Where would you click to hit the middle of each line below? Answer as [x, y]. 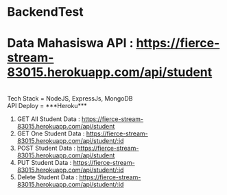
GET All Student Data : [48, 119]
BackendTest [45, 12]
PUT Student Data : [44, 163]
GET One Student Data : [51, 133]
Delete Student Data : [47, 177]
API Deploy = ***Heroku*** [47, 106]
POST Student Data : [46, 148]
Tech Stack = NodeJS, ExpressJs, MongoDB [70, 99]
